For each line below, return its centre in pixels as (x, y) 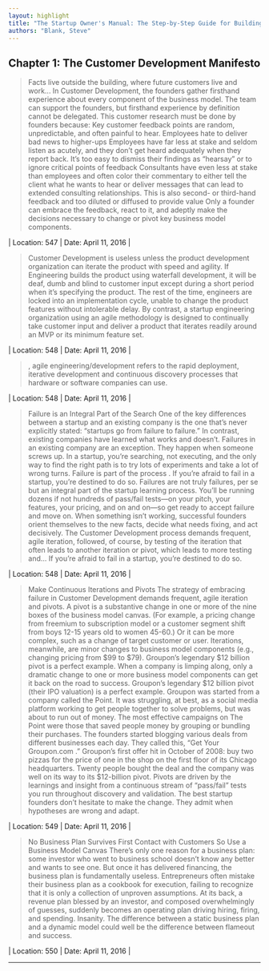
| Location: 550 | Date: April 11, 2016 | (70, 951)
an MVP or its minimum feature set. (86, 335)
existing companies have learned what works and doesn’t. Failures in (142, 439)
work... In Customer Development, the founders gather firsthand (134, 91)
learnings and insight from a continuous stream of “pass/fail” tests (137, 785)
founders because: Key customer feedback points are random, (131, 125)
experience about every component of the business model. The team (142, 99)
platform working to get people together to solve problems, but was (139, 709)
